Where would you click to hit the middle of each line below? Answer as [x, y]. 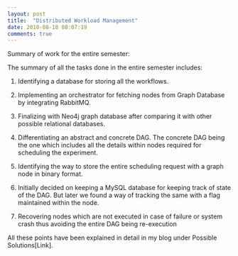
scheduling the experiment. [58, 152]
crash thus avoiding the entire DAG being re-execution [97, 224]
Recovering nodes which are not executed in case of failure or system [120, 216]
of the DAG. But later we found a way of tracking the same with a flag [119, 195]
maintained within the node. [58, 203]
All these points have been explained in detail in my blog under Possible [112, 238]
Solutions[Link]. [30, 245]
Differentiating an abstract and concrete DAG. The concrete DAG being [121, 138]
